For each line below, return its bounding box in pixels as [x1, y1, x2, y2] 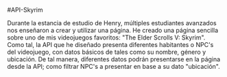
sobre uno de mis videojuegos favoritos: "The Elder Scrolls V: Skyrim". [7, 33, 206, 42]
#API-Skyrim [7, 6, 43, 14]
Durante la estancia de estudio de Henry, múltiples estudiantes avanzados [7, 19, 217, 27]
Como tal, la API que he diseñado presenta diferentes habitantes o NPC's [7, 41, 214, 48]
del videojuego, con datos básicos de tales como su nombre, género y [7, 48, 206, 56]
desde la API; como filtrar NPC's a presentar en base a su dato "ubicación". [7, 63, 221, 70]
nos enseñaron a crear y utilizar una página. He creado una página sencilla [7, 27, 219, 34]
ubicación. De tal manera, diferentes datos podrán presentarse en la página [7, 55, 221, 63]
